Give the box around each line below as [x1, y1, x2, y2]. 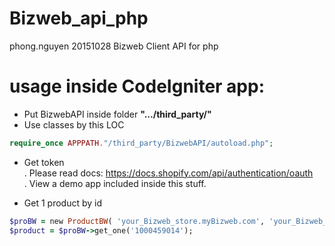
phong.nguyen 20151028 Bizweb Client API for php [9, 40, 219, 52]
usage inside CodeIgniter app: [9, 75, 266, 98]
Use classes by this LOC [23, 118, 125, 131]
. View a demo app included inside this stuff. [23, 177, 207, 189]
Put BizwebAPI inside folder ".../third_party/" [23, 108, 212, 120]
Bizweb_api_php [9, 7, 149, 30]
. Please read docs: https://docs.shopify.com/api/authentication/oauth [23, 167, 314, 179]
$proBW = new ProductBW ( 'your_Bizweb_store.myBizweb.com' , [9, 216, 266, 226]
